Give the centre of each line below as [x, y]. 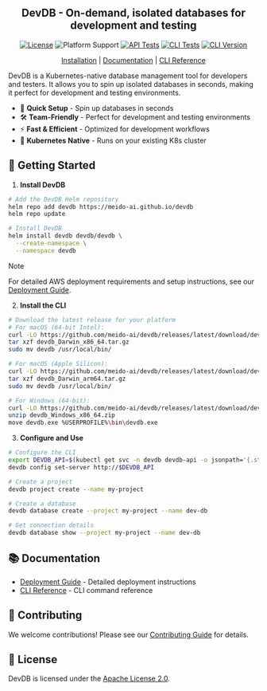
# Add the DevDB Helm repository [64, 199]
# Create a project [41, 481]
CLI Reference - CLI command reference [86, 590]
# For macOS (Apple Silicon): [58, 364]
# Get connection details [51, 525]
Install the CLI [43, 305]
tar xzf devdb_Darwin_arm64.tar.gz [67, 379]
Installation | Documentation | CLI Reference [133, 60]
